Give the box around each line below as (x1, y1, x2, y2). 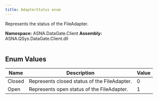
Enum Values (5, 55, 47, 64)
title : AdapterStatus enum (5, 7, 61, 12)
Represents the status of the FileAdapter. (5, 21, 89, 27)
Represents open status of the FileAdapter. (29, 86, 129, 93)
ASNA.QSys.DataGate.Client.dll (5, 35, 68, 41)
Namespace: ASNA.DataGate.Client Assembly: (5, 30, 103, 36)
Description (66, 69, 95, 76)
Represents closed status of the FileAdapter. (29, 78, 132, 85)
